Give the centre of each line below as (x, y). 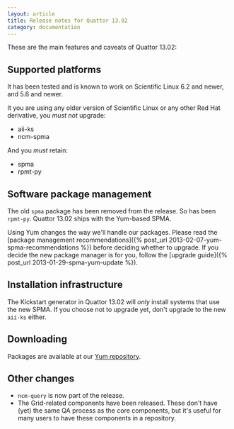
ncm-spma (33, 137)
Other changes (41, 379)
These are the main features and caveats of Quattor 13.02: (92, 48)
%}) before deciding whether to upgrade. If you (150, 247)
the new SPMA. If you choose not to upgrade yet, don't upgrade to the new (117, 309)
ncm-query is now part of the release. (71, 396)
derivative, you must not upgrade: (57, 116)
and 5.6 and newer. (35, 94)
